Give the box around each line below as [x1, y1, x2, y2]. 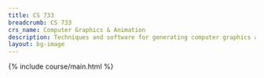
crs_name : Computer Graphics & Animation [8, 26, 146, 34]
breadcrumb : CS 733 [8, 19, 72, 27]
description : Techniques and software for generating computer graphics [8, 33, 251, 41]
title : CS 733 [8, 11, 55, 19]
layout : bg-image [8, 41, 65, 48]
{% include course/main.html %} [8, 62, 114, 71]
